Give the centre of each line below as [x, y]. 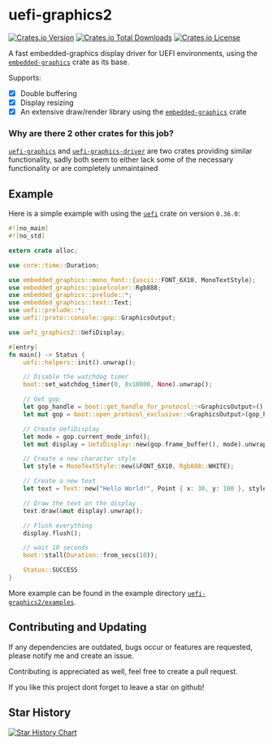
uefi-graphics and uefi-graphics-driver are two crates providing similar [130, 151]
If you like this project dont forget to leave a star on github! [106, 687]
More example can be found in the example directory [97, 593]
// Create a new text [59, 481]
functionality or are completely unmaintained [83, 168]
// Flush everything [58, 525]
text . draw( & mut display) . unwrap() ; [83, 511]
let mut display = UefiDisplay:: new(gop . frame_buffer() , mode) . [134, 444]
